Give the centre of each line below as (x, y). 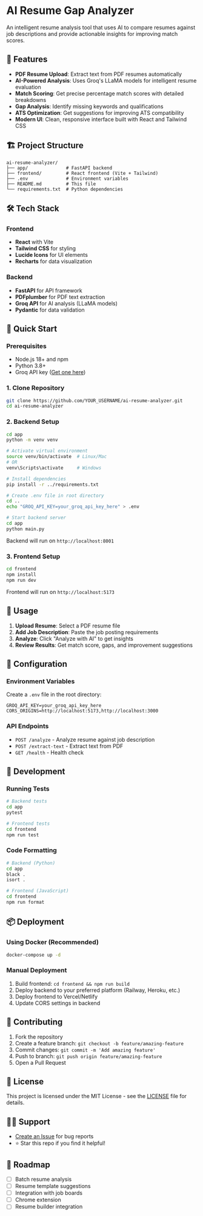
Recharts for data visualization (54, 261)
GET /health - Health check (49, 752)
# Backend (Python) (31, 863)
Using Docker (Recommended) (52, 942)
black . (16, 874)
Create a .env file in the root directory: (54, 695)
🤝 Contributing (35, 1022)
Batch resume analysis (43, 1180)
